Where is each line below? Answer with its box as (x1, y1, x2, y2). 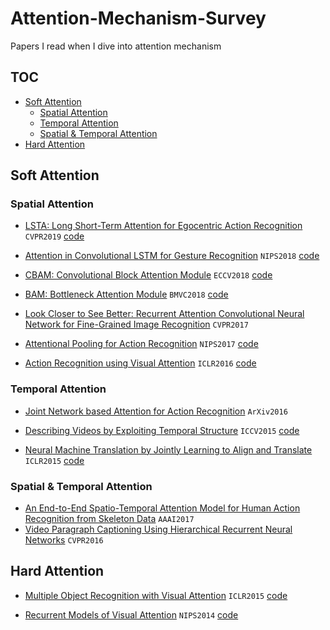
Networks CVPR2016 (24, 534, 104, 546)
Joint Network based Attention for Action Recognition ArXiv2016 (24, 405, 288, 417)
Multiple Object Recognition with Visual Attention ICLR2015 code (24, 589, 288, 601)
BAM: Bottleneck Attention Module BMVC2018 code (24, 288, 229, 301)
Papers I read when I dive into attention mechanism (10, 40, 222, 52)
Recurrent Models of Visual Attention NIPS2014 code (24, 608, 239, 621)
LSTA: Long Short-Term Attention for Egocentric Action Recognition (24, 220, 303, 232)
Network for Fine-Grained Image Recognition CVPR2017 (24, 318, 249, 331)
